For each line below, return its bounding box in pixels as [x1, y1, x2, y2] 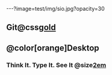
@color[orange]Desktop [6, 43, 99, 53]
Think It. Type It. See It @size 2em [6, 61, 107, 69]
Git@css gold [6, 22, 56, 32]
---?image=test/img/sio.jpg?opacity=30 [6, 5, 105, 12]
